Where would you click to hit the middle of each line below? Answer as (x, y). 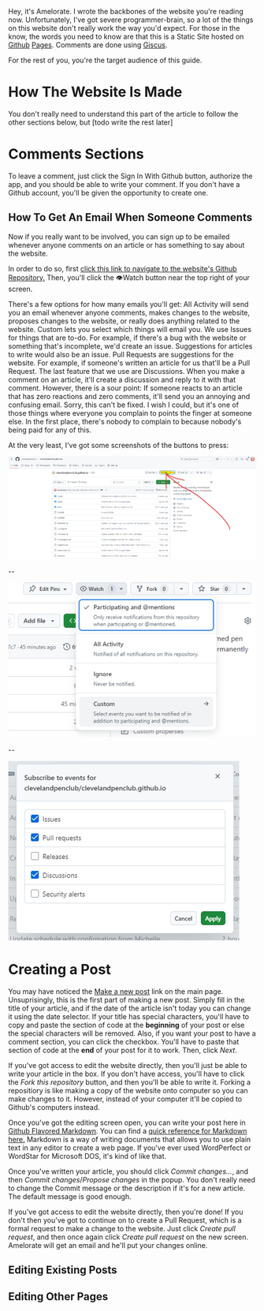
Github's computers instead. (54, 1107)
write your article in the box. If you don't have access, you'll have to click (126, 1074)
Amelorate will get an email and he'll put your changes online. (108, 1245)
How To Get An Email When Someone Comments (130, 217)
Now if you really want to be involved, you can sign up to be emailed (119, 237)
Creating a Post (60, 969)
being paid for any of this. (50, 430)
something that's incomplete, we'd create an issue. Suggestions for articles (130, 345)
